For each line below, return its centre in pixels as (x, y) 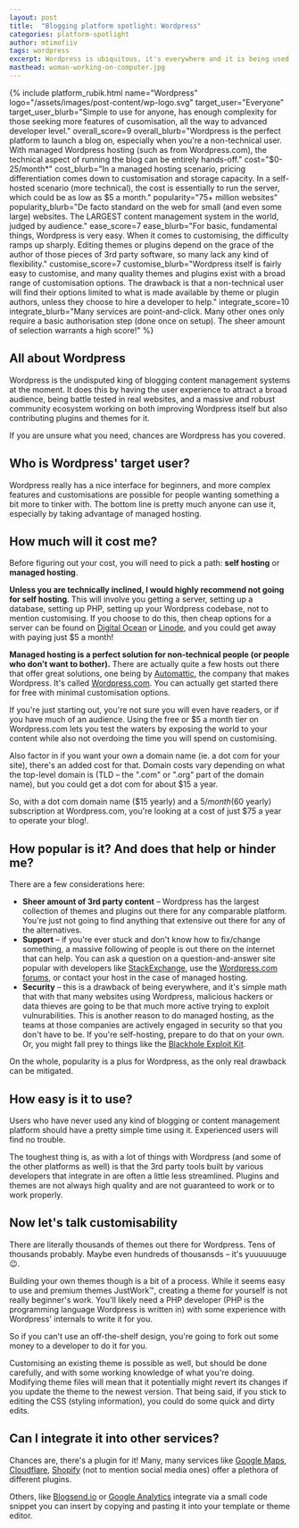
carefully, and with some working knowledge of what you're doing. (132, 1372)
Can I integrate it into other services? (115, 1439)
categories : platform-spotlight (69, 34)
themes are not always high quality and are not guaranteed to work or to (142, 1185)
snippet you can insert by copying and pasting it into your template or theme (149, 1506)
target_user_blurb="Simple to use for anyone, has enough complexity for (143, 112)
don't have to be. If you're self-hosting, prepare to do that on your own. (153, 1034)
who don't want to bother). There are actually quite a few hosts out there (144, 664)
